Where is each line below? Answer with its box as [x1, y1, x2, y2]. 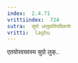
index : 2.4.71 [7, 10, 51, 17]
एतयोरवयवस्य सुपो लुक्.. [7, 48, 60, 56]
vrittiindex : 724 [7, 16, 60, 23]
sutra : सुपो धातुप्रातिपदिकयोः [7, 23, 72, 29]
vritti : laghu [7, 29, 51, 36]
